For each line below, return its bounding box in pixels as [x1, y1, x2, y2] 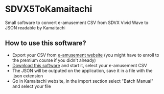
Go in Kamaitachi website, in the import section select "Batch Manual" [12, 78, 154, 84]
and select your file [12, 83, 51, 89]
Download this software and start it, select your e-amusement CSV [12, 62, 147, 68]
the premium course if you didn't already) [12, 57, 96, 63]
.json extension [12, 72, 43, 79]
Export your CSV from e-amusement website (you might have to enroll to [12, 52, 160, 58]
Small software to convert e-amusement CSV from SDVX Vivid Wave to [5, 20, 148, 25]
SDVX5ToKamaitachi [5, 3, 93, 15]
